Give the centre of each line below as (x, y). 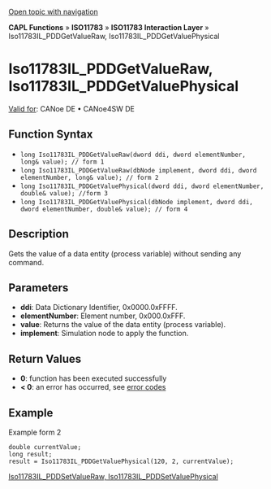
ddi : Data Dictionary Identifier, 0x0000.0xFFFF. (99, 308)
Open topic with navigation (54, 12)
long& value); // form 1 (62, 162)
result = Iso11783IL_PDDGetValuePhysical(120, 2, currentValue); (121, 461)
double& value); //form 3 (64, 193)
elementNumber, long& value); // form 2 (89, 177)
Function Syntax (51, 135)
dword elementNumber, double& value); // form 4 (104, 209)
